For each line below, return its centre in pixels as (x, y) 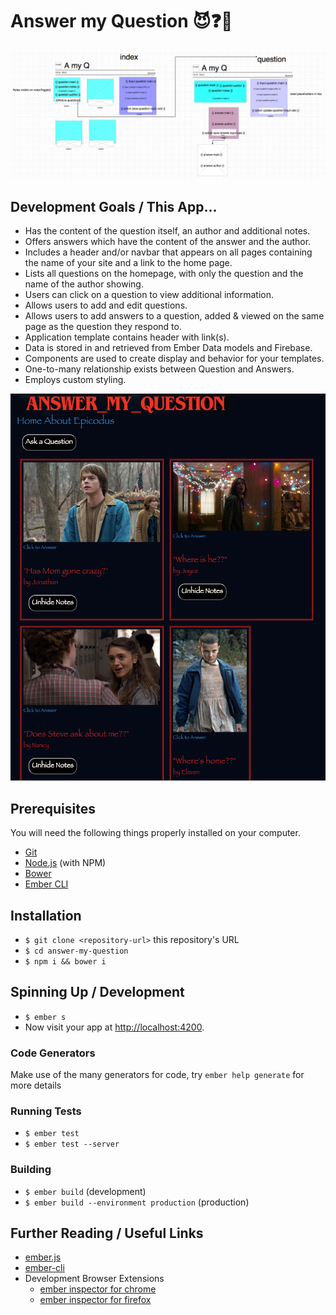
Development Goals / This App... (114, 207)
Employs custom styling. (75, 380)
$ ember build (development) (85, 1191)
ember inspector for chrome (98, 1289)
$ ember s (45, 1017)
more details (36, 1085)
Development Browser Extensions (94, 1279)
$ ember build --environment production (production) (137, 1202)
